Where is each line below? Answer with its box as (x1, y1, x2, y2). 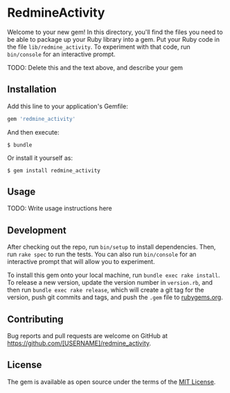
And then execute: (7, 128, 60, 136)
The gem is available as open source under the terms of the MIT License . (7, 377, 216, 386)
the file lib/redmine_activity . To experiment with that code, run (7, 42, 191, 51)
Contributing (7, 313, 64, 325)
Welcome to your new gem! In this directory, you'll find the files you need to (7, 28, 223, 36)
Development (7, 224, 67, 236)
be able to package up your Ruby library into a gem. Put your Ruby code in (7, 35, 220, 43)
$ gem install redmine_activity (7, 167, 100, 174)
